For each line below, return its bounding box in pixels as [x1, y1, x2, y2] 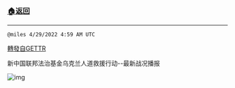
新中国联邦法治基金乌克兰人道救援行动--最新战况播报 [7, 59, 160, 68]
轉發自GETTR [7, 44, 46, 53]
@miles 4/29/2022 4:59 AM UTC [7, 31, 96, 38]
